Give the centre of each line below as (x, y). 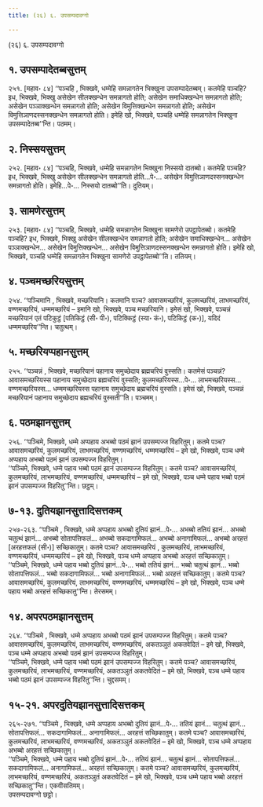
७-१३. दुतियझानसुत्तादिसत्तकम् (65, 511)
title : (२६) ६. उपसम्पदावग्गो (48, 15)
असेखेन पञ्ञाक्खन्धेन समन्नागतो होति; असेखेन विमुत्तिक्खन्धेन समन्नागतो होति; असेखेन (112, 106)
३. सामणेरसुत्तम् (36, 211)
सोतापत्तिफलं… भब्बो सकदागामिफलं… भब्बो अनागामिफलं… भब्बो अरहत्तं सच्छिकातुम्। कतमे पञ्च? (127, 574)
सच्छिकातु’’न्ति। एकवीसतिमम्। (46, 785)
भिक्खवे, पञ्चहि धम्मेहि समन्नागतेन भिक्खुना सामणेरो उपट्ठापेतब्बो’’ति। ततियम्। (102, 257)
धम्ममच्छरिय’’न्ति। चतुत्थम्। (43, 327)
